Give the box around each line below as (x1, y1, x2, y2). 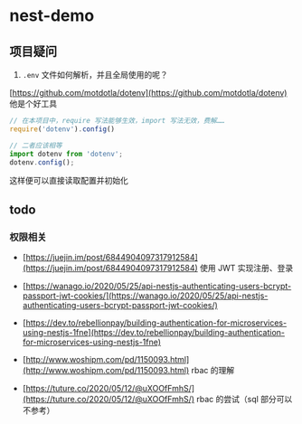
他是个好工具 (9, 99, 57, 108)
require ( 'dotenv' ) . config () (9, 124, 116, 134)
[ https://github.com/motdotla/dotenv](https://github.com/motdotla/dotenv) (9, 88, 288, 98)
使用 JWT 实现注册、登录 (200, 263, 294, 274)
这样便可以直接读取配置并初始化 (9, 175, 128, 186)
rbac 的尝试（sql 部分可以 (196, 394, 293, 405)
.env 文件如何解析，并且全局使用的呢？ (22, 70, 169, 80)
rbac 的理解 (191, 365, 235, 376)
